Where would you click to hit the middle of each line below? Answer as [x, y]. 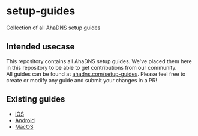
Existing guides [36, 100]
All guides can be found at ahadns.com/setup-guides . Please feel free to [96, 74]
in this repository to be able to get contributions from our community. [91, 67]
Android [25, 120]
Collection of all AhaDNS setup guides [53, 28]
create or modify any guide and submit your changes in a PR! [82, 80]
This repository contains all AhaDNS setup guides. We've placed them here [99, 61]
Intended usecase [40, 47]
